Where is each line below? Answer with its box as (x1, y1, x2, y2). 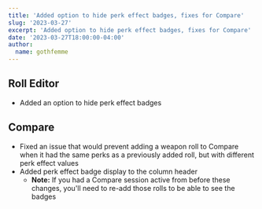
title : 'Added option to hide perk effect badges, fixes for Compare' (8, 11, 245, 20)
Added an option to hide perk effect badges (19, 97, 162, 107)
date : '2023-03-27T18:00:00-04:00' (8, 33, 125, 42)
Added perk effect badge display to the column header (19, 167, 198, 176)
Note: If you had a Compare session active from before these (31, 174, 231, 185)
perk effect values (19, 158, 79, 167)
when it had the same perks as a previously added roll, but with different (19, 150, 254, 159)
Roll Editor (8, 77, 60, 90)
